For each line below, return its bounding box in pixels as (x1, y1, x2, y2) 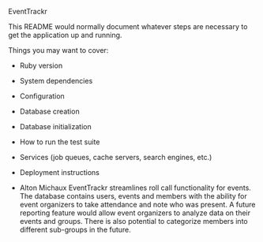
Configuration (19, 91, 65, 101)
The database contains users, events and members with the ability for (19, 192, 247, 200)
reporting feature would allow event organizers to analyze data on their (19, 208, 251, 218)
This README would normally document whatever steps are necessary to (8, 22, 248, 31)
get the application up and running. (8, 31, 122, 39)
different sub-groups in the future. (19, 225, 132, 234)
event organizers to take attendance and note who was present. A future (19, 200, 256, 209)
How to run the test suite (19, 137, 100, 147)
